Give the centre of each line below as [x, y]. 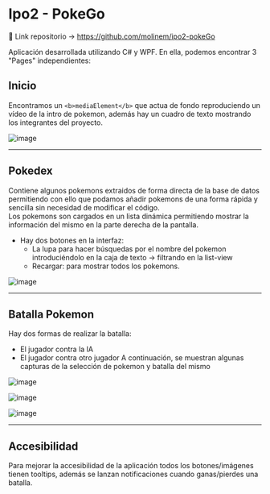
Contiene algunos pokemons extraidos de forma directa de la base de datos [134, 190]
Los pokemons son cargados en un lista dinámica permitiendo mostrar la [129, 216]
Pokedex [31, 171]
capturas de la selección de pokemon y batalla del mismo [115, 367]
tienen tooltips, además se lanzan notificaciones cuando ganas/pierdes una [133, 474]
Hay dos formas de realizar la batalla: [70, 334]
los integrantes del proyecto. [55, 122]
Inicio [22, 86]
